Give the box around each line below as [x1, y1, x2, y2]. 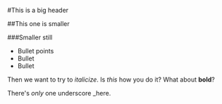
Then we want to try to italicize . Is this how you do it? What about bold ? [7, 75, 215, 84]
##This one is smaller [7, 20, 70, 27]
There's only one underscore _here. [7, 89, 111, 97]
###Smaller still [7, 33, 53, 41]
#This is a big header [7, 6, 69, 14]
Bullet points [17, 47, 54, 55]
